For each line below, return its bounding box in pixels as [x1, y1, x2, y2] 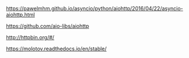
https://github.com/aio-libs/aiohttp [6, 23, 90, 29]
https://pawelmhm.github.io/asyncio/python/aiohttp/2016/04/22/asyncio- [6, 5, 183, 12]
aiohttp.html [6, 11, 35, 18]
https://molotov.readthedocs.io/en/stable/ [6, 45, 107, 52]
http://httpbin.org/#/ [6, 34, 54, 40]
